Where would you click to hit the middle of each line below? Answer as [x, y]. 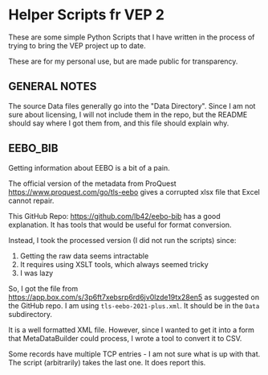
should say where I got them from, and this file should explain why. [119, 123]
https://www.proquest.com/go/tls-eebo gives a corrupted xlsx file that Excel [134, 192]
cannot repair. [31, 200]
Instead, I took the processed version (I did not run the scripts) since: [122, 240]
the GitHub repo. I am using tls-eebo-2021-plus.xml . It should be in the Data [134, 305]
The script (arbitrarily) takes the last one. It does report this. [107, 362]
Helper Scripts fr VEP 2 [86, 15]
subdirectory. [30, 314]
